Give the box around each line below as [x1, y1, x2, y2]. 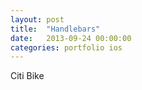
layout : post [10, 14, 65, 25]
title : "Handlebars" [10, 24, 101, 34]
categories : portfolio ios [10, 42, 123, 53]
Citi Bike [10, 70, 45, 82]
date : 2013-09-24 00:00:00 [10, 33, 132, 43]
